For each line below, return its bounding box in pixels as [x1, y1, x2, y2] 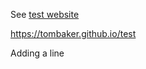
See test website [10, 9, 80, 20]
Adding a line [10, 47, 65, 59]
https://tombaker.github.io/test [10, 28, 137, 39]
